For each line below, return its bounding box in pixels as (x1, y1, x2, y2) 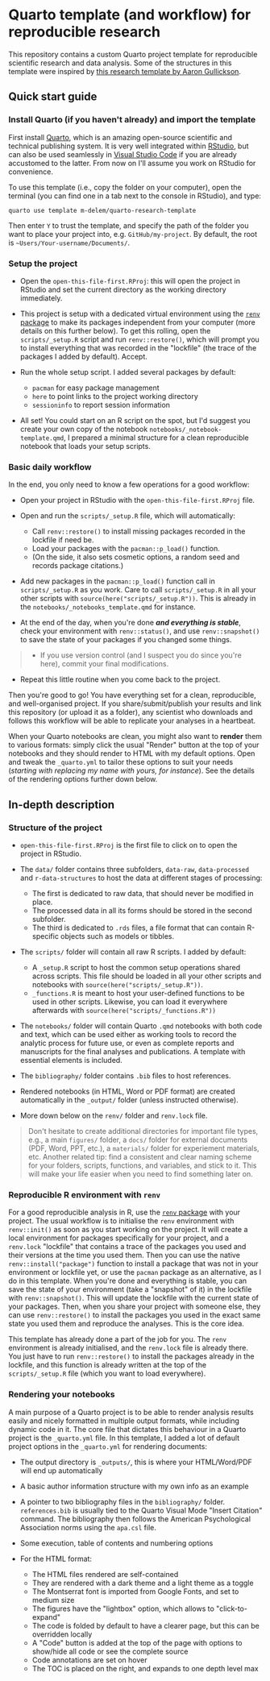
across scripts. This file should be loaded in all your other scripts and (31, 971, 262, 981)
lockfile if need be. (31, 535, 94, 545)
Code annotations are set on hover (31, 1654, 147, 1665)
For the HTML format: (19, 1554, 93, 1563)
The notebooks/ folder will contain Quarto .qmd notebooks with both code (19, 1021, 263, 1031)
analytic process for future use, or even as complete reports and (19, 1038, 235, 1048)
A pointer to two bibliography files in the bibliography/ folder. (19, 1496, 226, 1506)
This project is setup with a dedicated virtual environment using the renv (19, 309, 260, 318)
